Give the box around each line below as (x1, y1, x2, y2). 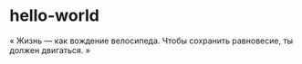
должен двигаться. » (9, 44, 91, 55)
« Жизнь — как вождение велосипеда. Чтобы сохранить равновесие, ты (9, 35, 294, 46)
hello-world (9, 5, 100, 26)
